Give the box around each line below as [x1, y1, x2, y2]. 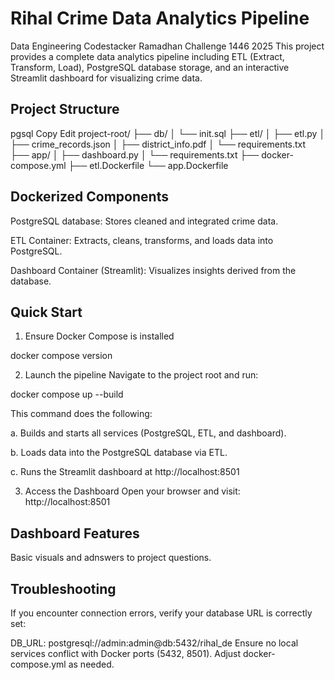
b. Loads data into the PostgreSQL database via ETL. [10, 447, 228, 459]
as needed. [68, 658, 115, 670]
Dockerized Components [10, 188, 169, 206]
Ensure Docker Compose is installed [24, 330, 175, 342]
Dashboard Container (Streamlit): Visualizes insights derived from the [10, 264, 297, 276]
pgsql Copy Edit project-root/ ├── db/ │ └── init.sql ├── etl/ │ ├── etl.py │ [10, 127, 326, 139]
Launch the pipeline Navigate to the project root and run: [24, 369, 259, 381]
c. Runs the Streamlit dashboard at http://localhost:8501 [10, 466, 240, 478]
